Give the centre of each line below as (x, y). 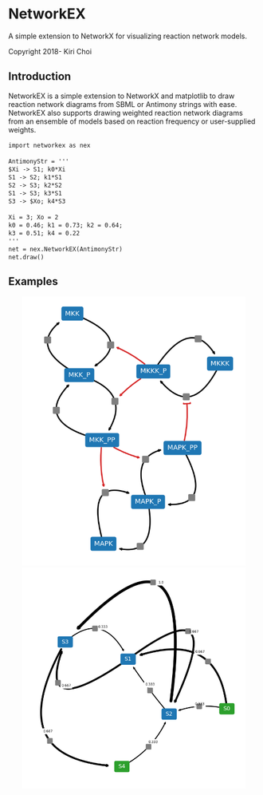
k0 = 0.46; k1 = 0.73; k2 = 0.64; (66, 225)
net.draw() (26, 257)
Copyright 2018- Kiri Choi (50, 51)
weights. (22, 129)
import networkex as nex (49, 145)
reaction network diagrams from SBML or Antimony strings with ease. (123, 104)
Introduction (40, 77)
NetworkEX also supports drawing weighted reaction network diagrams (126, 113)
